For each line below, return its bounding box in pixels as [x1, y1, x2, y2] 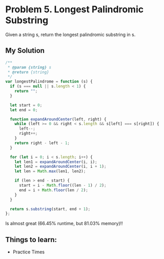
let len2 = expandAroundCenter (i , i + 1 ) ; [14, 164, 107, 169]
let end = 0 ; [10, 107, 38, 112]
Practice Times [12, 249, 45, 255]
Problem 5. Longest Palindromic [5, 4, 144, 15]
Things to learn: [5, 235, 57, 244]
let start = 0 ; [10, 103, 43, 108]
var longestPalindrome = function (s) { [5, 79, 93, 84]
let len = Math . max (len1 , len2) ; [14, 169, 86, 174]
